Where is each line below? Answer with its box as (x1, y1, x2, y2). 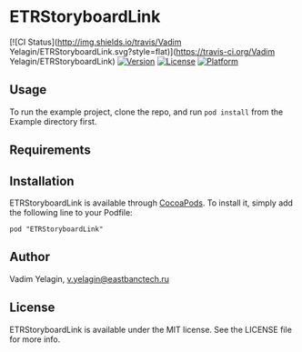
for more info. (9, 334, 61, 345)
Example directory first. (9, 116, 97, 126)
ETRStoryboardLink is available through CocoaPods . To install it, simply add (9, 197, 294, 208)
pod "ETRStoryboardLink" (9, 225, 104, 234)
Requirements (9, 143, 91, 158)
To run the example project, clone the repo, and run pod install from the (9, 106, 284, 117)
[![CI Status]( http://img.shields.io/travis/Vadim (9, 36, 182, 47)
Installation (9, 173, 75, 188)
